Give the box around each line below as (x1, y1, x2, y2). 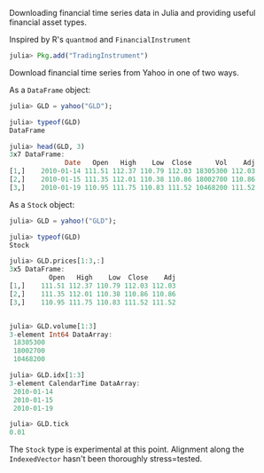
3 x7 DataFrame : (9, 150, 66, 159)
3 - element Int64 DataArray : (9, 330, 113, 339)
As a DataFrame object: (9, 84, 91, 95)
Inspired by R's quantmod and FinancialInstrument (9, 35, 191, 44)
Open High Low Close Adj (48, 273, 176, 282)
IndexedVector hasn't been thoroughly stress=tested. (9, 453, 203, 464)
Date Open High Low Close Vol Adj (65, 159, 255, 168)
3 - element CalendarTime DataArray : (9, 379, 141, 388)
